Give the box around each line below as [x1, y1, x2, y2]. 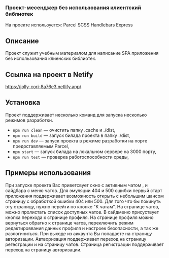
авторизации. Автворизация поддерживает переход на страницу [5, 236, 147, 242]
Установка [5, 98, 41, 107]
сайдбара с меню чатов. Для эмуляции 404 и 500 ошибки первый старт [5, 187, 162, 194]
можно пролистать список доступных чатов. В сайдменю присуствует [5, 209, 159, 215]
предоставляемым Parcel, [12, 143, 70, 149]
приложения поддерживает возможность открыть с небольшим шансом [5, 193, 164, 199]
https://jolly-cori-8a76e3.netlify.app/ [5, 83, 82, 90]
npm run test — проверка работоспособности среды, [12, 154, 129, 160]
